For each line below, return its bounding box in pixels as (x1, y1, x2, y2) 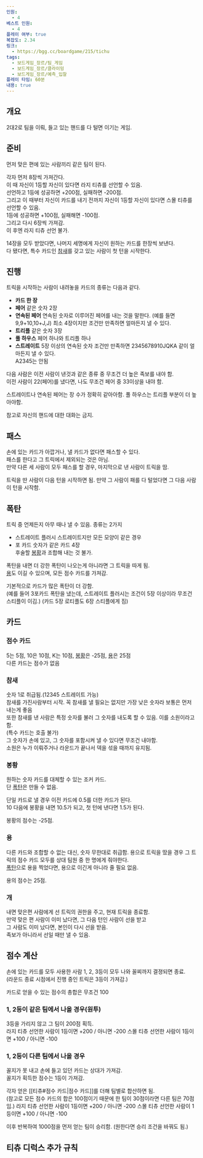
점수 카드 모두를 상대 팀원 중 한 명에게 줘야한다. (17, 856, 129, 863)
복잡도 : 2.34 (6, 37, 35, 43)
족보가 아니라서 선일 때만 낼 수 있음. (6, 931, 90, 938)
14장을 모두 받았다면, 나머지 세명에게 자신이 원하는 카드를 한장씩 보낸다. (6, 240, 175, 247)
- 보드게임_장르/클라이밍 (12, 65, 65, 72)
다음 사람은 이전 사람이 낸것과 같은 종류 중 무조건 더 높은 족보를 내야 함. (6, 370, 174, 377)
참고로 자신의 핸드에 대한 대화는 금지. (6, 412, 94, 419)
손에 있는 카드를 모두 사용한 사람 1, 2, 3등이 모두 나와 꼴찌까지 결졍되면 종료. (6, 968, 186, 975)
